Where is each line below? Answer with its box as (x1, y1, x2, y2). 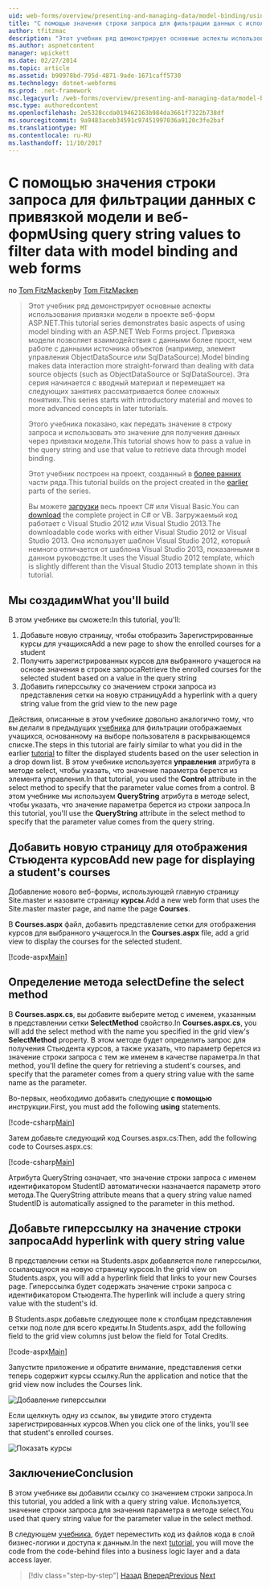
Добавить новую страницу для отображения (8, 840, 247, 854)
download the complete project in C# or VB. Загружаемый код (27, 510, 238, 520)
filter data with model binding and (8, 242, 239, 260)
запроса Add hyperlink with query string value (8, 1234, 245, 1248)
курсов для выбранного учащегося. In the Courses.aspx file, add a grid (8, 928, 249, 938)
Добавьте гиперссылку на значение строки (8, 1222, 242, 1236)
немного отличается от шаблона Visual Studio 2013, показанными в (27, 545, 260, 554)
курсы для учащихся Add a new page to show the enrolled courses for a (19, 639, 261, 648)
